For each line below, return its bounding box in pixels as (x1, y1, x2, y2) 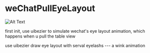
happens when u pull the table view (5, 33, 76, 39)
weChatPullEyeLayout (5, 3, 95, 14)
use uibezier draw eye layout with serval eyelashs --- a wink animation (5, 42, 146, 48)
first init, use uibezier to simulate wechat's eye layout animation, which (5, 28, 146, 34)
